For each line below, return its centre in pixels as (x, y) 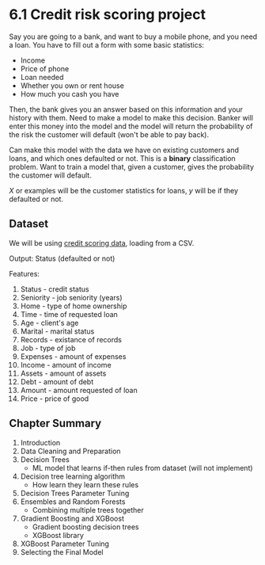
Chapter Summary (55, 424)
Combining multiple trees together (88, 510)
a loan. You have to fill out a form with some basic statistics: (107, 44)
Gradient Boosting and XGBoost (72, 518)
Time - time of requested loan (69, 314)
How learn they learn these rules (85, 484)
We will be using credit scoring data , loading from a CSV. (102, 242)
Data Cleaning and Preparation (70, 451)
